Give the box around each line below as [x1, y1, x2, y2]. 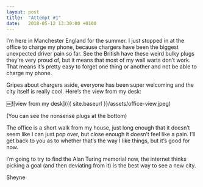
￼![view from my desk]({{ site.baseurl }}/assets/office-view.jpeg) [6, 100, 171, 108]
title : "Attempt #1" [6, 15, 62, 21]
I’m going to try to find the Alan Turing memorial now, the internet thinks [6, 155, 187, 163]
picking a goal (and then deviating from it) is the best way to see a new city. [6, 162, 196, 169]
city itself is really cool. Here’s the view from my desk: [6, 88, 142, 95]
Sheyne [6, 174, 26, 181]
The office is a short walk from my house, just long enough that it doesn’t [6, 124, 190, 131]
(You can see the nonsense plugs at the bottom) [6, 112, 127, 120]
